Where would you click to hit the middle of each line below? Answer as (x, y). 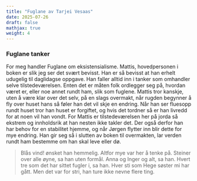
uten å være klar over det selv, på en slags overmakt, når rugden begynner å (99, 98)
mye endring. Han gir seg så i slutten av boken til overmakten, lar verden (94, 135)
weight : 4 (18, 33)
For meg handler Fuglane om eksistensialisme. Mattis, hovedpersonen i (92, 67)
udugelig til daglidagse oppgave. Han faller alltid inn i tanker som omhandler (98, 79)
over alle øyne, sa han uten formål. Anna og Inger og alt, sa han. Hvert (105, 159)
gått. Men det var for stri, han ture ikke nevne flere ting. (87, 172)
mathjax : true (24, 28)
